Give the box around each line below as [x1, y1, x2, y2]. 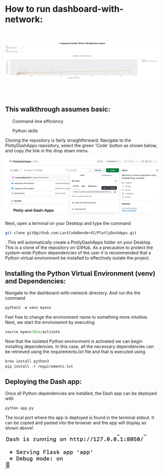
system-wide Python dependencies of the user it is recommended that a [5, 250, 151, 256]
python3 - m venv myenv [5, 305, 51, 310]
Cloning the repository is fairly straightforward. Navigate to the [5, 137, 131, 143]
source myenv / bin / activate [5, 329, 60, 334]
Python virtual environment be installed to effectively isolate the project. [5, 255, 150, 261]
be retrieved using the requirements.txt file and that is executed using [5, 349, 145, 354]
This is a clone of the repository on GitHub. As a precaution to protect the [5, 245, 153, 250]
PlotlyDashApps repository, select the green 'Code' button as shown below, [5, 142, 158, 148]
